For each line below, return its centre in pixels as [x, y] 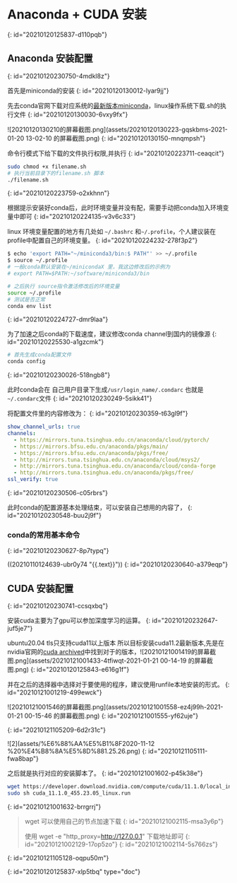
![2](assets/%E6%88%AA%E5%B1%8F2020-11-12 [81, 744]
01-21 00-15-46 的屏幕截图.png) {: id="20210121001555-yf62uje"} [103, 716]
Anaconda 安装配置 [50, 58]
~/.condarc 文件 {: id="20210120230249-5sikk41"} [80, 398]
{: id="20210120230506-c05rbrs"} [57, 493]
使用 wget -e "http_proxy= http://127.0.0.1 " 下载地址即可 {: [107, 836]
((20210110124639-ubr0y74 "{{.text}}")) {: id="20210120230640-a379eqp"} [117, 564]
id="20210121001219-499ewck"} [55, 692]
